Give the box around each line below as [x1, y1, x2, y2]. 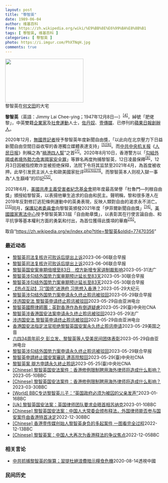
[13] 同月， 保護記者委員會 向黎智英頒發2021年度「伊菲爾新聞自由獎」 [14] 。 [5, 204, 155, 211]
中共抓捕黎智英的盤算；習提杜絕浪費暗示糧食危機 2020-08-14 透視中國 [12, 458, 156, 464]
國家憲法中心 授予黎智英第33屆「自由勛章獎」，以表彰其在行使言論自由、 [9, 211, 157, 217]
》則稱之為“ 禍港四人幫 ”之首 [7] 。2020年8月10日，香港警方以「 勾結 [18, 149, 155, 156]
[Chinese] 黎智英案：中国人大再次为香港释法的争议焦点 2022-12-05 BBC [12, 432, 159, 438]
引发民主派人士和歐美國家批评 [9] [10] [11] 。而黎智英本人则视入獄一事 [22, 168, 158, 175]
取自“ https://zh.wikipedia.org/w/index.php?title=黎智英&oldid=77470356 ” [5, 228, 156, 234]
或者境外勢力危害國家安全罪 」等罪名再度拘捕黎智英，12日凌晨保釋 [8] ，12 [9, 155, 159, 162]
